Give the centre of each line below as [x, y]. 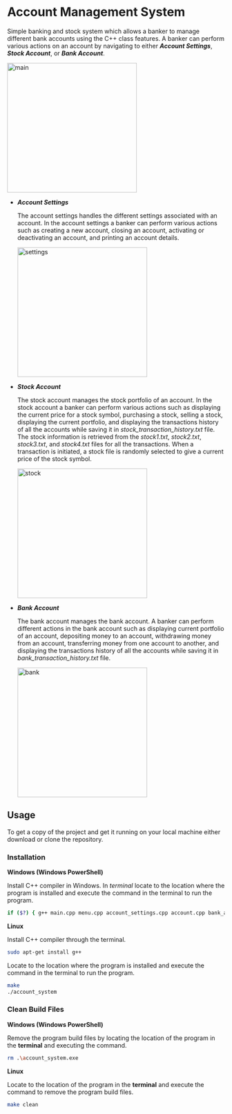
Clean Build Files [36, 1010]
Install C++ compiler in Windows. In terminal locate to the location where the [116, 886]
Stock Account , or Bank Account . [56, 53]
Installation [27, 857]
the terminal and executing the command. [67, 1045]
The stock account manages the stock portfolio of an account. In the [115, 400]
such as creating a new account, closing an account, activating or [111, 230]
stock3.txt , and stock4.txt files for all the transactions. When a [105, 444]
